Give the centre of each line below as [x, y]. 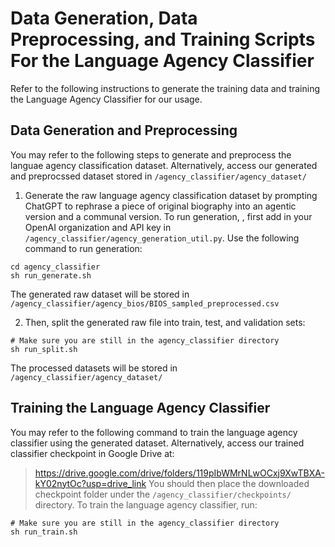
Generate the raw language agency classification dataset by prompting [171, 195]
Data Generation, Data [104, 18]
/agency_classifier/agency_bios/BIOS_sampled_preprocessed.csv [145, 303]
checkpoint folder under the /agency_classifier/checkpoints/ [163, 494]
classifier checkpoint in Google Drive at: [92, 453]
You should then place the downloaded [229, 483]
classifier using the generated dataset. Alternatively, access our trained [157, 443]
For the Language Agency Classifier [162, 61]
